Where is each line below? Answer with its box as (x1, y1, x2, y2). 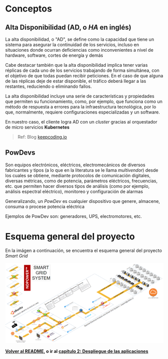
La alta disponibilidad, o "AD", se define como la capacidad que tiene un (5, 36, 154, 42)
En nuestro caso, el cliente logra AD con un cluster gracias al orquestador (5, 119, 157, 125)
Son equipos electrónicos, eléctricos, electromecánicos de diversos (5, 162, 145, 168)
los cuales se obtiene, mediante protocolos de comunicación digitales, (5, 172, 151, 178)
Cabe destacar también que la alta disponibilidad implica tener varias (5, 62, 148, 68)
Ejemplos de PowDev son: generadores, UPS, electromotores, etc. (5, 213, 142, 219)
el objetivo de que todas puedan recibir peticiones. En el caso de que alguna (5, 73, 163, 78)
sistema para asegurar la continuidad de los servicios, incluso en (5, 42, 139, 48)
